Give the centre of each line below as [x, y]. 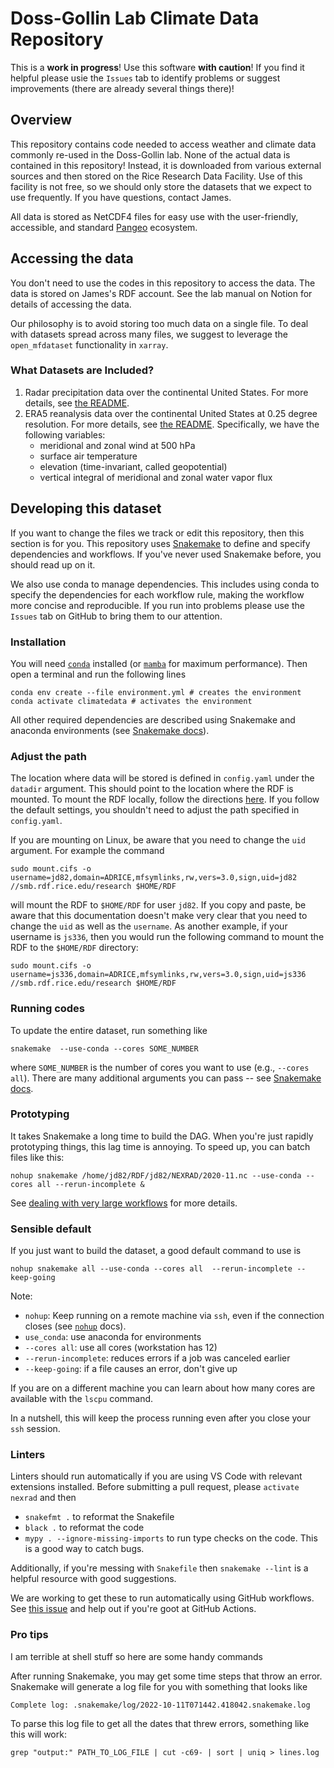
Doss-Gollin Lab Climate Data [135, 18]
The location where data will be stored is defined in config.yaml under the [162, 778]
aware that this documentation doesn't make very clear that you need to [159, 916]
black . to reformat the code [84, 1528]
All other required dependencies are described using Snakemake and [153, 719]
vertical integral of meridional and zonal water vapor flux [156, 477]
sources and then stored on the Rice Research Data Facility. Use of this [156, 176]
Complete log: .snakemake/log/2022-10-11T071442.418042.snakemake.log [160, 1705]
